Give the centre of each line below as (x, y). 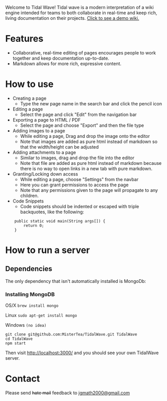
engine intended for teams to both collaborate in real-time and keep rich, (81, 13)
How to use (29, 84)
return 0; (34, 225)
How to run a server (48, 250)
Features (24, 39)
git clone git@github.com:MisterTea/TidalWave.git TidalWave (71, 335)
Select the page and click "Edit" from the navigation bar (78, 114)
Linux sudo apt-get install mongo (41, 316)
